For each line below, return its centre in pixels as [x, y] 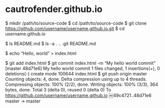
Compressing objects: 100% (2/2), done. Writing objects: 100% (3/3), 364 [82, 84]
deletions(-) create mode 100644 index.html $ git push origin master [76, 73]
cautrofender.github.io [54, 9]
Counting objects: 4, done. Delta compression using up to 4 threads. [76, 79]
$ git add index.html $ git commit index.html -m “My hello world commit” [80, 63]
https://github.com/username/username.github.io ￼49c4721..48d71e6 [78, 95]
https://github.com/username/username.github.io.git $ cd [65, 28]
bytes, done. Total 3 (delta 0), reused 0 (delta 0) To [58, 89]
